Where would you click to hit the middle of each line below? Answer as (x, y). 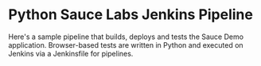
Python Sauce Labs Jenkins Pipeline (130, 15)
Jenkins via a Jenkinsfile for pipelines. (71, 53)
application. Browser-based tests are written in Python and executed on (126, 45)
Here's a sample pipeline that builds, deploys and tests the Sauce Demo (126, 37)
